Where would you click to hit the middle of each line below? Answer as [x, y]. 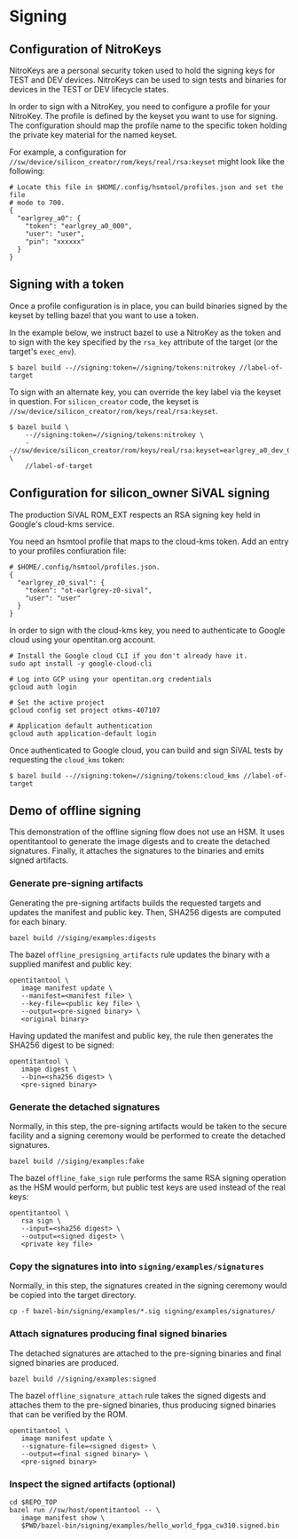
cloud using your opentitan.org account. [82, 639]
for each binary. [38, 921]
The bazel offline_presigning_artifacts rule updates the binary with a [140, 954]
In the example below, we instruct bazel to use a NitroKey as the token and [145, 332]
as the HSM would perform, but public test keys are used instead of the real [148, 1187]
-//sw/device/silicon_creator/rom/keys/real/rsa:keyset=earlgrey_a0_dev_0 [150, 451]
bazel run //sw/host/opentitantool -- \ [85, 1510]
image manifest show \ [63, 1518]
